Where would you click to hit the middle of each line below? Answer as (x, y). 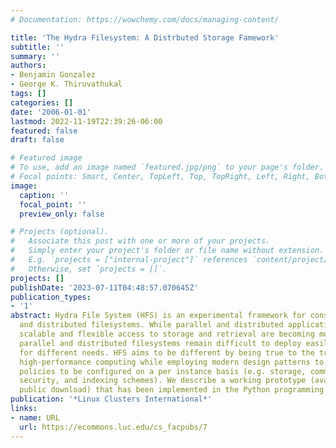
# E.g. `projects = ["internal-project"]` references (129, 260)
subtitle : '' (37, 47)
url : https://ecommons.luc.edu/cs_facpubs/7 (113, 427)
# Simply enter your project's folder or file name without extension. (167, 251)
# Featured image (46, 158)
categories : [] (42, 102)
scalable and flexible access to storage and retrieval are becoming (167, 334)
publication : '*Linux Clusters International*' (111, 399)
